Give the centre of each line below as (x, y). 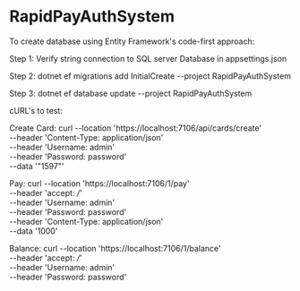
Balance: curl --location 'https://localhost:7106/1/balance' (115, 248)
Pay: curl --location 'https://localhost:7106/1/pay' (99, 183)
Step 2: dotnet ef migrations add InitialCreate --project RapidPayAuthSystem (150, 76)
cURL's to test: (36, 110)
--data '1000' (34, 231)
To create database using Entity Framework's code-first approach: (132, 41)
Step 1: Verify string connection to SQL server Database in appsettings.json (148, 58)
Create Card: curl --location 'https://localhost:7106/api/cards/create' (136, 128)
